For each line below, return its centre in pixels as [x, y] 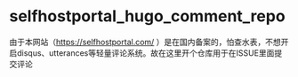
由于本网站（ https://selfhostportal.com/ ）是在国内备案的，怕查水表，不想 [145, 42]
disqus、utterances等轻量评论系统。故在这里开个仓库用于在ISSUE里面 [145, 53]
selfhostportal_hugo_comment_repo [148, 16]
